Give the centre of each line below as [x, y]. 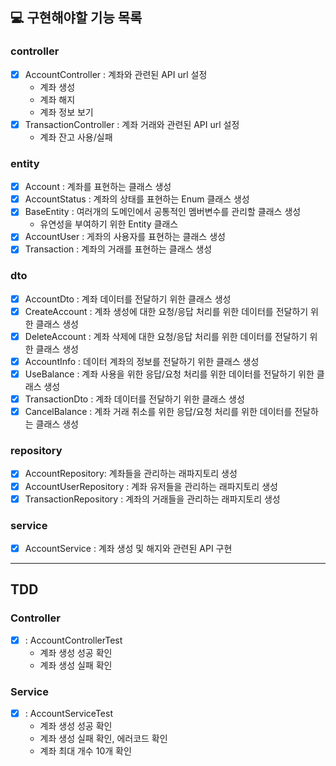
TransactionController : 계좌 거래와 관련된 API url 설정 [132, 124]
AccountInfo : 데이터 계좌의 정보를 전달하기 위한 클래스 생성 [142, 361]
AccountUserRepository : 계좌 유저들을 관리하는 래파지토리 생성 [151, 486]
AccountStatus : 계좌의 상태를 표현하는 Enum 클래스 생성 [137, 199]
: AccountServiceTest [68, 714]
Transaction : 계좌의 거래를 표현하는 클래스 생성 [118, 249]
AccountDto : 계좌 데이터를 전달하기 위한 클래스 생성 [128, 299]
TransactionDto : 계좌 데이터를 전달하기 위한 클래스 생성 [134, 399]
